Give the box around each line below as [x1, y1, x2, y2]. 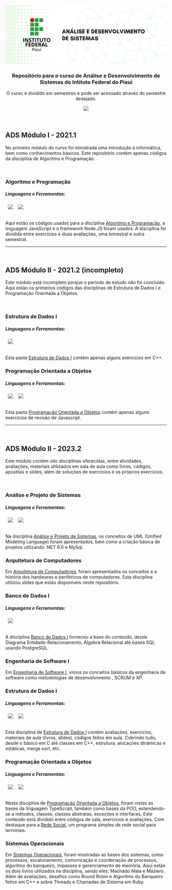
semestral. [5, 236, 28, 242]
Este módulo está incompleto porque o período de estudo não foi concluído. [5, 280, 166, 286]
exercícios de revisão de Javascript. [5, 414, 81, 421]
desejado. [75, 95, 97, 102]
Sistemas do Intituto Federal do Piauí [39, 78, 133, 86]
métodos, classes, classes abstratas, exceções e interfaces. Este [15, 811, 153, 817]
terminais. [5, 827, 27, 834]
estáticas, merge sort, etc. [5, 745, 60, 751]
